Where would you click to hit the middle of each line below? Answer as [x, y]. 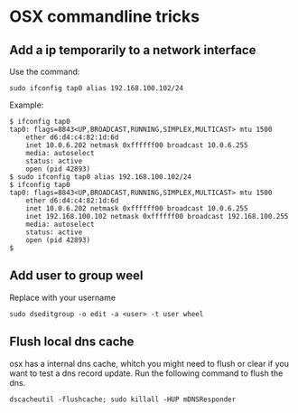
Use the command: [45, 71]
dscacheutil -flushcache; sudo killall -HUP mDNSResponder [123, 399]
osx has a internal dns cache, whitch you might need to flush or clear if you [149, 363]
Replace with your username [62, 297]
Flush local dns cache [72, 342]
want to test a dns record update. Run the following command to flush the [146, 373]
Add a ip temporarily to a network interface [133, 50]
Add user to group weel [76, 276]
